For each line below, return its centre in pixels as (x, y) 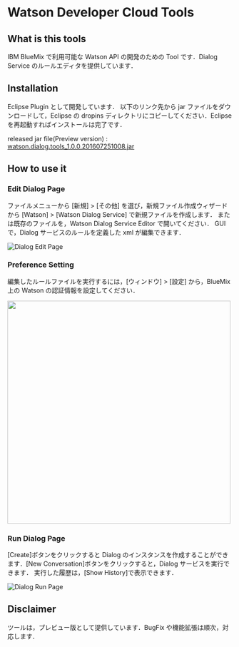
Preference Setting (41, 265)
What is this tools (47, 39)
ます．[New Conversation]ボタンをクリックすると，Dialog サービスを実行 (116, 564)
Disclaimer (32, 610)
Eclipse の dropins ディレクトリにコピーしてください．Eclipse (141, 116)
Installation (33, 89)
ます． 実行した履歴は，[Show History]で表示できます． (96, 573)
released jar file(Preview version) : (58, 138)
